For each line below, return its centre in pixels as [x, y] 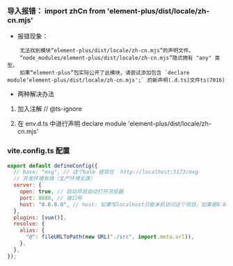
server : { [27, 185]
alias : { [32, 230]
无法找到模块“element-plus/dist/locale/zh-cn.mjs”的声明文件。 [107, 51]
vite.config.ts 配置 [39, 151]
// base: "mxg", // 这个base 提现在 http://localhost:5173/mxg [106, 172]
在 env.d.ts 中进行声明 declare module [72, 124]
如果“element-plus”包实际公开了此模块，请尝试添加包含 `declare [105, 73]
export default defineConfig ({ [53, 166]
